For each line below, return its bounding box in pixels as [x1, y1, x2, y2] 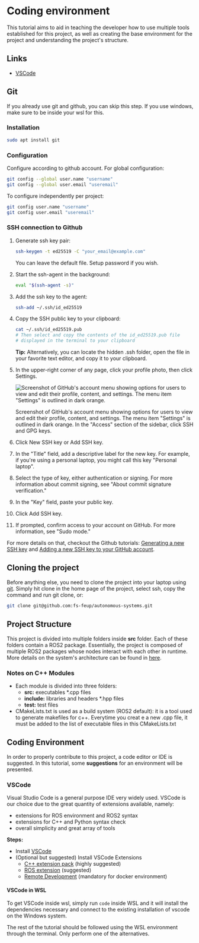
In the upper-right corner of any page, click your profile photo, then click [15, 367, 193, 374]
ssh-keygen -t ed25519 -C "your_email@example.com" [15, 248, 146, 254]
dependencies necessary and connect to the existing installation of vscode [7, 906, 190, 913]
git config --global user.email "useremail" [7, 181, 118, 188]
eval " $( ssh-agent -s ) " [15, 282, 75, 288]
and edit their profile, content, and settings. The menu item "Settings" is [15, 415, 191, 422]
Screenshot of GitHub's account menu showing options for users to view [15, 408, 193, 415]
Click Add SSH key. [15, 510, 63, 518]
